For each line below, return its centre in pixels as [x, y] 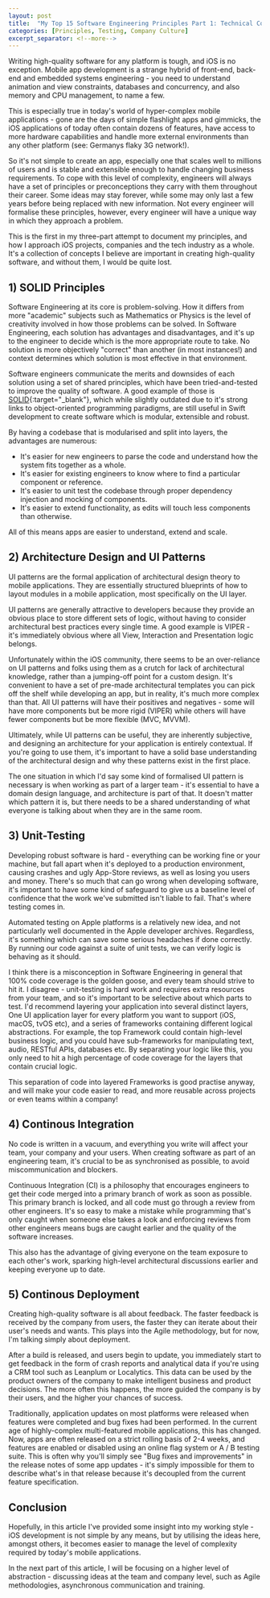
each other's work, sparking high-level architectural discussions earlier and [133, 1260]
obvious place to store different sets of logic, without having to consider [127, 618]
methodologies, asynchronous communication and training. [107, 1585]
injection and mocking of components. [84, 500]
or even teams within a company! [63, 1099]
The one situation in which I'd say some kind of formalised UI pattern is [126, 776]
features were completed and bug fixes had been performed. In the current [133, 1422]
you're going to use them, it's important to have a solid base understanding [133, 752]
